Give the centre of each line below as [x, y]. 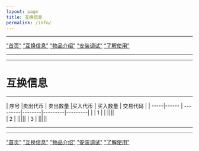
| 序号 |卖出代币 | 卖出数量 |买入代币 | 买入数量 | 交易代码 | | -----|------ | [94, 106]
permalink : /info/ [29, 23]
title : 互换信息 [24, 17]
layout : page [22, 12]
